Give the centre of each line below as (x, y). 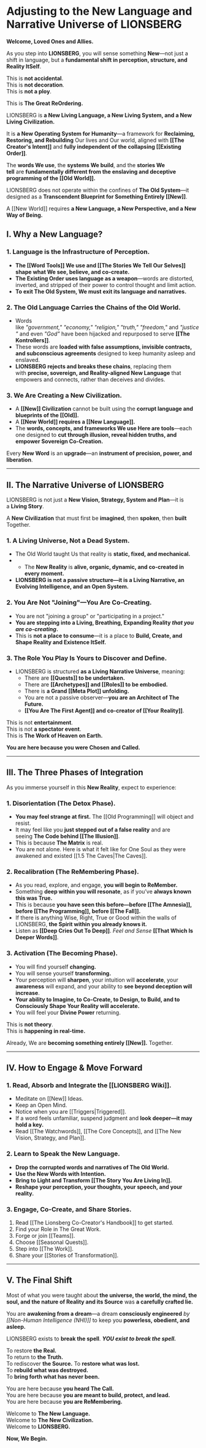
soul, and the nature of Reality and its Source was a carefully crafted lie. (100, 1302)
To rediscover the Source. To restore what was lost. (73, 1363)
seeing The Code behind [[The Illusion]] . (67, 836)
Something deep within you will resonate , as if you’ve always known (103, 892)
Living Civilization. (31, 122)
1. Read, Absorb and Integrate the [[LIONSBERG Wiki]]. (89, 1085)
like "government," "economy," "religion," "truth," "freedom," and (97, 327)
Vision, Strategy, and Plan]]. (50, 1138)
